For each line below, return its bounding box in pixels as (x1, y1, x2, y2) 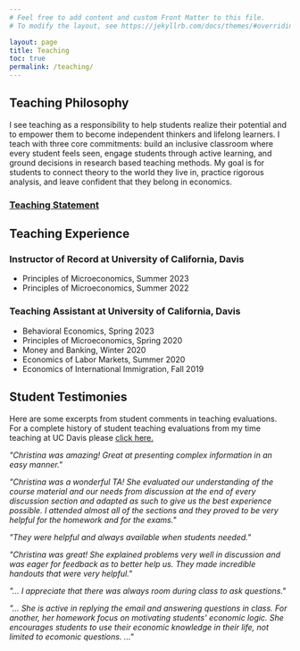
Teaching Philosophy (9, 96, 129, 111)
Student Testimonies (9, 390, 128, 405)
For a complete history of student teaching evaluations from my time (9, 422, 262, 434)
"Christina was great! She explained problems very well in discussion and (9, 549, 281, 560)
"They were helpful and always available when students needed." (9, 531, 252, 542)
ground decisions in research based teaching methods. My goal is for (9, 157, 265, 168)
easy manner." (9, 459, 63, 469)
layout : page (9, 38, 58, 46)
